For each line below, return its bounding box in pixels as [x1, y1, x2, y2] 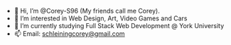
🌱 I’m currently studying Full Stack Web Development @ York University [14, 22, 225, 30]
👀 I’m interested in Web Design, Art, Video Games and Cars [14, 14, 188, 22]
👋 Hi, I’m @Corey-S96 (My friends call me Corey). [14, 7, 160, 15]
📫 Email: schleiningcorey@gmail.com [14, 30, 126, 38]
